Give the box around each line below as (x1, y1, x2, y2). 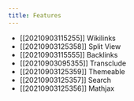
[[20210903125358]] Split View (19, 41, 121, 51)
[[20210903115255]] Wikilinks (19, 33, 116, 43)
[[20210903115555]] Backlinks (19, 50, 118, 59)
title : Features (8, 11, 61, 20)
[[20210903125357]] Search (19, 75, 112, 84)
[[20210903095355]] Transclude (19, 58, 127, 68)
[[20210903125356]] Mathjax (19, 84, 115, 93)
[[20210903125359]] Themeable (19, 66, 125, 76)
